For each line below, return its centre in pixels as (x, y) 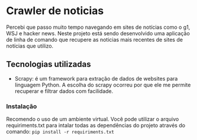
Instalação (22, 106)
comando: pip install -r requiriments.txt (60, 132)
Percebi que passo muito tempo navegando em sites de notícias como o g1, (98, 27)
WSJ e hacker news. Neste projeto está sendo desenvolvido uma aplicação (98, 33)
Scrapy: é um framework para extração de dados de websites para (96, 78)
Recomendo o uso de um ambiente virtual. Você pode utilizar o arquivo (93, 119)
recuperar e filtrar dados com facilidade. (64, 91)
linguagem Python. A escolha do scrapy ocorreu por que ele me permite (103, 85)
